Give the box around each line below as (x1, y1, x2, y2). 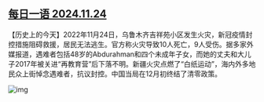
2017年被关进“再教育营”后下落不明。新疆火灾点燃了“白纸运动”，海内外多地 (14, 59, 256, 68)
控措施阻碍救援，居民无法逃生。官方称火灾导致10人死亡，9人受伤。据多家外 (8, 39, 254, 49)
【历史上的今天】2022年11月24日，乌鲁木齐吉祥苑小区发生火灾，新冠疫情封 (8, 30, 253, 39)
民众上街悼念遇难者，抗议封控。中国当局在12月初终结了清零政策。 (8, 69, 222, 78)
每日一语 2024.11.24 (8, 7, 108, 21)
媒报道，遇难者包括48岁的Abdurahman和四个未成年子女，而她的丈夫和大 (8, 49, 245, 59)
